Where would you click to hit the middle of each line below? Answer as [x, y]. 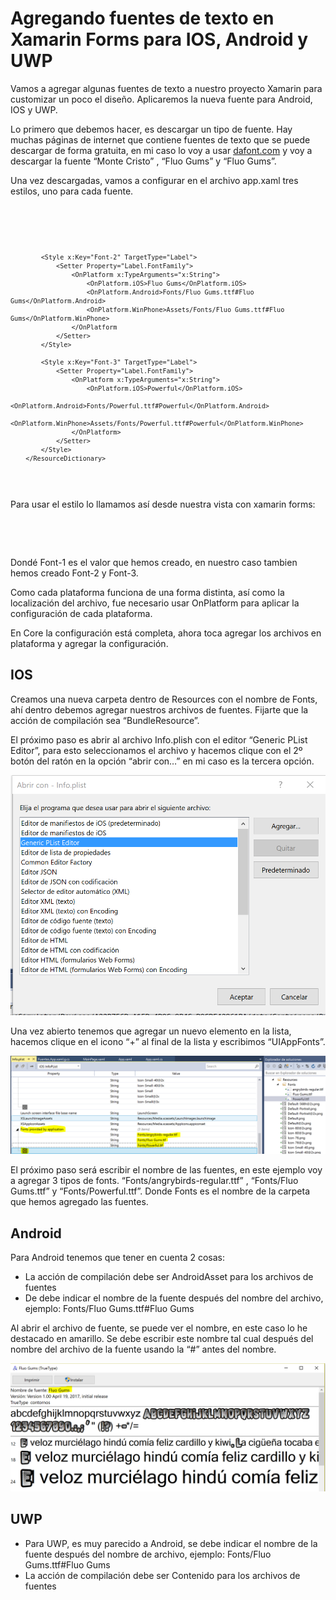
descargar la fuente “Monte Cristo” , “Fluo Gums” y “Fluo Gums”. [143, 161]
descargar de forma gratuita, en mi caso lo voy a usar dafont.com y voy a [161, 150]
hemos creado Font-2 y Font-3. [74, 573]
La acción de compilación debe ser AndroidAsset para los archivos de [169, 1276]
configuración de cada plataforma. [81, 613]
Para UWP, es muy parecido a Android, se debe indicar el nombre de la [171, 1543]
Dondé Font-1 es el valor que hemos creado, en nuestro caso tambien [154, 562]
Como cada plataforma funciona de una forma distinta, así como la [147, 592]
